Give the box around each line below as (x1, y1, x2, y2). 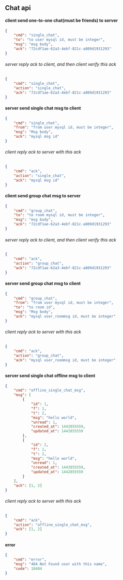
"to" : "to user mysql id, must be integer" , (14, 37, 105, 42)
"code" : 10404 (14, 566, 42, 571)
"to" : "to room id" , (14, 305, 55, 310)
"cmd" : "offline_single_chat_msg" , (14, 388, 86, 393)
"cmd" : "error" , (14, 557, 47, 562)
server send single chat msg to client (5, 105, 81, 111)
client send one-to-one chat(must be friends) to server (5, 17, 118, 23)
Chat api (5, 4, 31, 12)
